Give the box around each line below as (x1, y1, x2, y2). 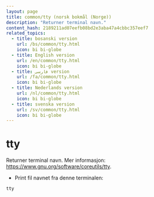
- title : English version (11, 52, 75, 58)
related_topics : (6, 30, 46, 36)
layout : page (6, 8, 38, 15)
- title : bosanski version (11, 36, 78, 42)
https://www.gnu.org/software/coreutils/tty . (6, 163, 112, 170)
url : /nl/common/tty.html (16, 90, 81, 96)
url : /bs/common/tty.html (16, 42, 81, 47)
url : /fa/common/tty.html (16, 74, 81, 80)
